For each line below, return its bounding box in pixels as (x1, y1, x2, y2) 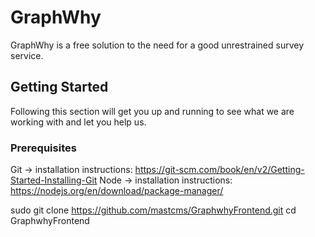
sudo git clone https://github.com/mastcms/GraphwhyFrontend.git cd (10, 204, 297, 216)
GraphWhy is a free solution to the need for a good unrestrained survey (10, 39, 305, 51)
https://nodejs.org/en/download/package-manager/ (10, 185, 224, 197)
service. (10, 49, 44, 61)
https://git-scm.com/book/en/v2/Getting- (134, 164, 305, 176)
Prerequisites (10, 141, 77, 155)
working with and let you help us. (10, 116, 147, 128)
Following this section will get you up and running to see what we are (10, 105, 295, 117)
